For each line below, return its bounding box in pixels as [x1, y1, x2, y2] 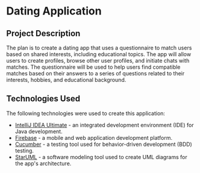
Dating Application [6, 4, 102, 18]
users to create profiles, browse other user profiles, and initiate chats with [6, 57, 190, 64]
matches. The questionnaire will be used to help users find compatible [6, 63, 181, 71]
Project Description [6, 28, 81, 39]
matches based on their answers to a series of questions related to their [6, 70, 185, 77]
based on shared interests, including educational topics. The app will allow [6, 51, 192, 58]
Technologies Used [6, 93, 80, 104]
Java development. [14, 128, 63, 135]
